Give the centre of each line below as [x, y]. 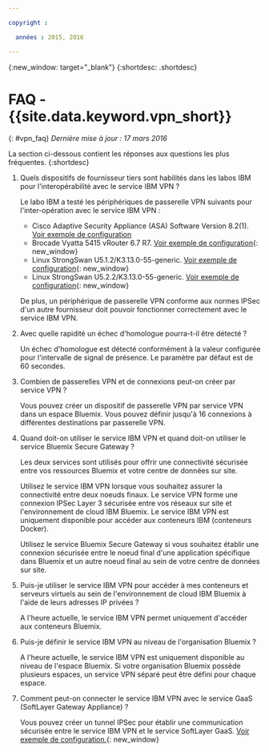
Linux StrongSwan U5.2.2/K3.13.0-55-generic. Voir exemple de [135, 277]
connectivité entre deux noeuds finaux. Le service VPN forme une [129, 495]
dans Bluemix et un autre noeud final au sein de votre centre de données [140, 561]
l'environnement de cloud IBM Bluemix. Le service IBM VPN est [124, 512]
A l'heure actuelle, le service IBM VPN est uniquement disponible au [132, 657]
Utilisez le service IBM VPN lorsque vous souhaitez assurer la [121, 486]
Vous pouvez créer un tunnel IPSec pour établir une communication [131, 722]
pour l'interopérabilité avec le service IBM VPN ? [100, 187]
